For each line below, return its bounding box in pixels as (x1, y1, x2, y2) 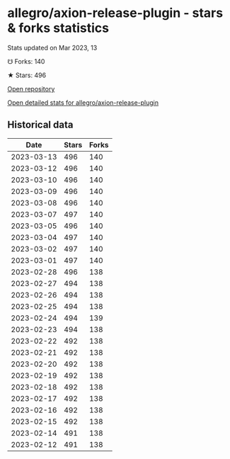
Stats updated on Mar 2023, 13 (7, 43, 98, 52)
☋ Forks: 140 (7, 57, 45, 65)
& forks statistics (7, 20, 110, 36)
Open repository (7, 84, 55, 93)
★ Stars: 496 (7, 71, 47, 79)
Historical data (7, 119, 74, 131)
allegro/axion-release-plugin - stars (7, 5, 224, 21)
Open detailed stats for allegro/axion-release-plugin (7, 98, 159, 107)
